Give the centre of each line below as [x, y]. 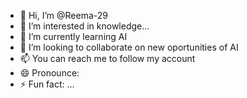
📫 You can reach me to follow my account [107, 58]
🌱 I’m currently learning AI [73, 36]
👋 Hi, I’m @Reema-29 [63, 15]
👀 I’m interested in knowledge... [84, 26]
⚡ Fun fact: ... [47, 84]
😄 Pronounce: [49, 73]
